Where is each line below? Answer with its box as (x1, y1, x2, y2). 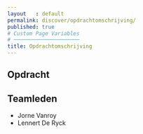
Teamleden (7, 93, 57, 105)
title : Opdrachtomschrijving (7, 43, 93, 50)
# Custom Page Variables (7, 29, 80, 37)
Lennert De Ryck (17, 119, 67, 127)
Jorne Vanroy (17, 112, 57, 120)
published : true (7, 23, 55, 30)
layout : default (7, 10, 64, 18)
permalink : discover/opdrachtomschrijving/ (7, 17, 137, 24)
